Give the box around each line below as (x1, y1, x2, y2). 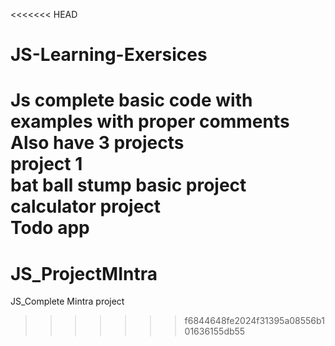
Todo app (10, 217, 90, 239)
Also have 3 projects (10, 132, 185, 154)
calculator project (10, 195, 162, 218)
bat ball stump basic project (10, 174, 247, 197)
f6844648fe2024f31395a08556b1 (184, 315, 325, 327)
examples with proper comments (10, 110, 290, 133)
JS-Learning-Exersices (10, 44, 208, 66)
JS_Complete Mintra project (10, 295, 125, 308)
